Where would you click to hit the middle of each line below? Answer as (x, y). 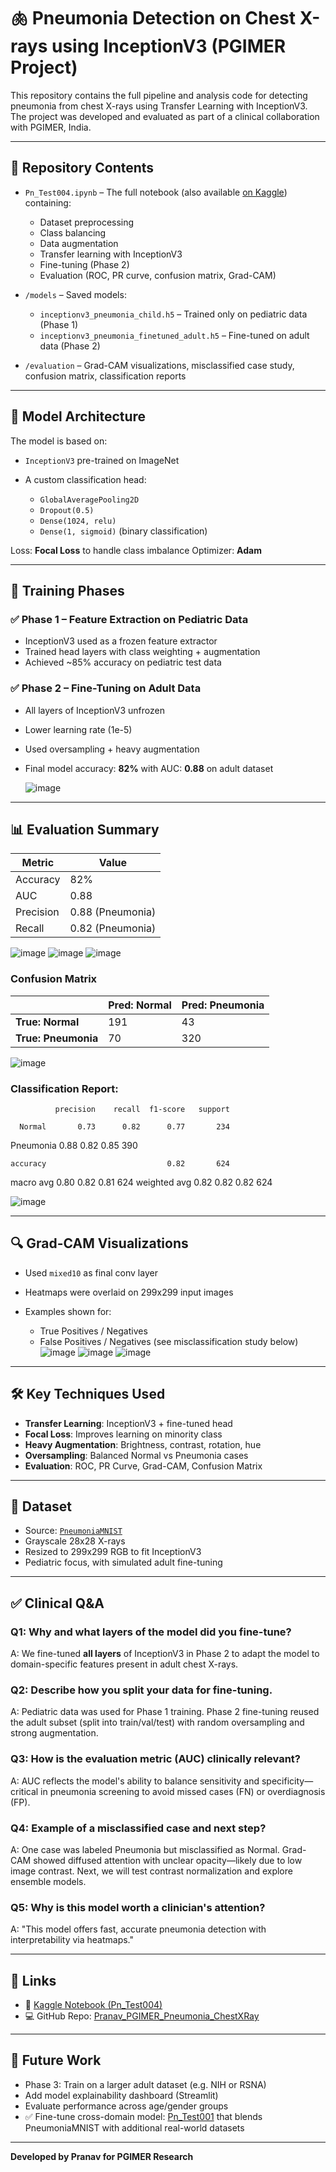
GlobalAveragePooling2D (89, 500)
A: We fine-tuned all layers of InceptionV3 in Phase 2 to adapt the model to (165, 1654)
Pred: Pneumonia (223, 1005)
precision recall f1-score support (142, 1109)
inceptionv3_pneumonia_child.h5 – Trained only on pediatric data (173, 314)
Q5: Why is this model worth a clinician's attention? (138, 1907)
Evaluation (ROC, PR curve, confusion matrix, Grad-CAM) (158, 275)
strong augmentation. (54, 1733)
